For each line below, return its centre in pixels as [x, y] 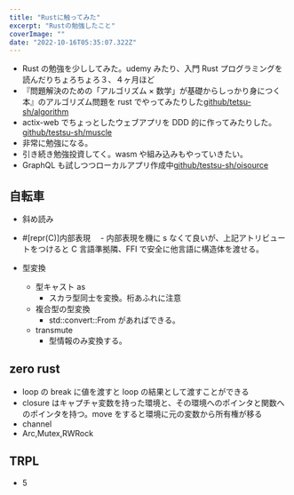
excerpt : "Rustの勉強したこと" [62, 26]
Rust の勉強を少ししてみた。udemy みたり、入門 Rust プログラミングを [152, 68]
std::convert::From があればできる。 [114, 320]
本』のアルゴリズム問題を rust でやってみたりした [113, 102]
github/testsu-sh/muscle [67, 132]
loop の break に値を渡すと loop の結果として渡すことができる [135, 391]
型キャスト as [60, 287]
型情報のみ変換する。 [87, 341]
